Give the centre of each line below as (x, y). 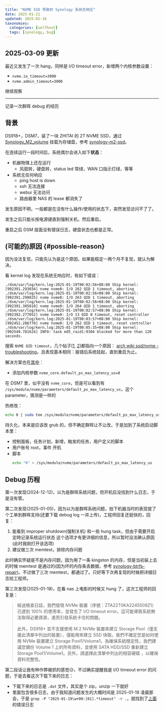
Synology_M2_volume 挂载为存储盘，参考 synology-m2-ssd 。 (67, 142)
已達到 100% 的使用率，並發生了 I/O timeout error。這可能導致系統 (84, 611)
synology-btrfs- (129, 566)
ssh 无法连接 (32, 186)
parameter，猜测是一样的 (31, 395)
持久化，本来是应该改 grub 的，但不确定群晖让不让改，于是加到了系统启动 (79, 425)
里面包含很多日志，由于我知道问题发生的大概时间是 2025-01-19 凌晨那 (83, 692)
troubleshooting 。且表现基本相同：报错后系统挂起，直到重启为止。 (72, 352)
